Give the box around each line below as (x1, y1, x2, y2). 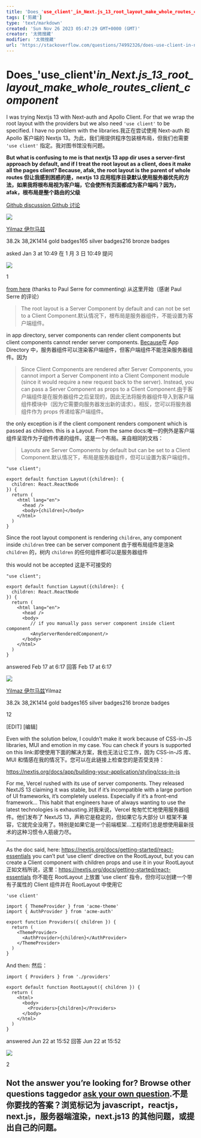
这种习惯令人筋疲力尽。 (16, 828, 75, 835)
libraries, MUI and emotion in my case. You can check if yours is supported (6, 741, 191, 748)
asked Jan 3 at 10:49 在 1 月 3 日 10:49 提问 (6, 249, 113, 257)
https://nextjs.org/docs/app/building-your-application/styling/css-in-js (6, 768, 181, 775)
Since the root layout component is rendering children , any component (6, 534, 182, 541)
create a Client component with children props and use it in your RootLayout (6, 859, 194, 866)
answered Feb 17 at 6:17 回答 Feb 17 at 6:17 (6, 663, 112, 670)
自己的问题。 (14, 1122, 62, 1133)
